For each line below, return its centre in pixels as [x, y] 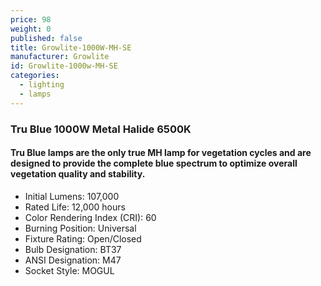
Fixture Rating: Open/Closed [83, 238]
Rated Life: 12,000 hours [75, 207]
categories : [35, 76]
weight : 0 [31, 29]
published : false [46, 38]
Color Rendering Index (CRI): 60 [90, 217]
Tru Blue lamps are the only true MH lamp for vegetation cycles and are [161, 153]
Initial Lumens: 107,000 [72, 196]
